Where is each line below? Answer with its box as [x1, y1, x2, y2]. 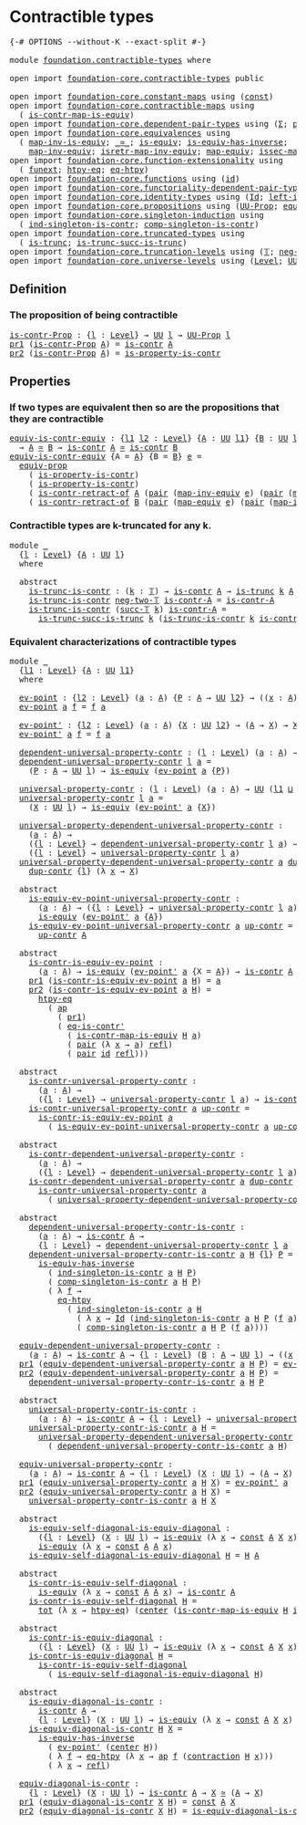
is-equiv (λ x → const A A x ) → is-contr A [37, 1586, 236, 1597]
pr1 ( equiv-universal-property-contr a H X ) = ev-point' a [18, 1476, 289, 1487]
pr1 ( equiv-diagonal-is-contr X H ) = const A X [18, 1796, 236, 1807]
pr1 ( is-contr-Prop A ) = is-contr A [9, 339, 173, 349]
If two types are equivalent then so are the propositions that [9, 401, 280, 413]
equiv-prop [18, 461, 68, 471]
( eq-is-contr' [57, 1020, 126, 1031]
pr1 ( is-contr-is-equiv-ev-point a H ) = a [28, 975, 221, 985]
